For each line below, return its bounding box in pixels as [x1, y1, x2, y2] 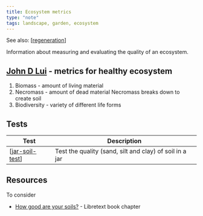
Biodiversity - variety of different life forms [14, 101, 121, 109]
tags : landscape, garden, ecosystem [6, 20, 98, 26]
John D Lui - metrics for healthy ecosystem [6, 66, 173, 76]
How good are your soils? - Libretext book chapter [14, 203, 141, 210]
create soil [14, 95, 42, 102]
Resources [6, 175, 48, 185]
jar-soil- [11, 147, 37, 155]
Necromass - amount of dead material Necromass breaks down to [14, 88, 180, 96]
